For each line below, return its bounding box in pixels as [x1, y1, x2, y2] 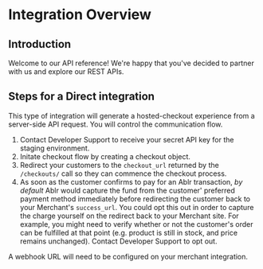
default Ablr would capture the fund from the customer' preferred [19, 185, 235, 195]
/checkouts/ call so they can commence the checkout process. [19, 169, 227, 178]
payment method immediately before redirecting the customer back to [19, 193, 251, 204]
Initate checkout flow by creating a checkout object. [19, 151, 191, 161]
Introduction [8, 37, 72, 51]
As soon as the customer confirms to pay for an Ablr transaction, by [19, 177, 243, 186]
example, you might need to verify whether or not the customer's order [19, 219, 253, 228]
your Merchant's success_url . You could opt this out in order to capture [19, 202, 254, 212]
